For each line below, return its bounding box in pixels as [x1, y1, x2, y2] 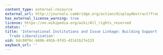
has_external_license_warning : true [5, 16, 79, 21]
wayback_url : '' [5, 43, 38, 47]
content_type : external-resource [5, 7, 73, 12]
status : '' [5, 25, 27, 30]
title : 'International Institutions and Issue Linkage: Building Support [5, 29, 158, 34]
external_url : [5, 11, 34, 16]
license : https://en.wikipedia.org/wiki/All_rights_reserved [5, 20, 131, 25]
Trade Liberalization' [9, 34, 55, 39]
